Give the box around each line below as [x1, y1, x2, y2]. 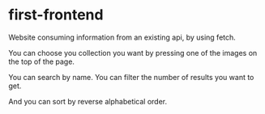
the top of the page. [8, 57, 75, 66]
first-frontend [8, 6, 104, 24]
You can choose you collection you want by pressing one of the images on [8, 48, 258, 57]
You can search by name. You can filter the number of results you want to [8, 72, 254, 82]
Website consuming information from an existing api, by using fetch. [8, 32, 237, 42]
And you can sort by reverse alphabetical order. [8, 96, 168, 106]
